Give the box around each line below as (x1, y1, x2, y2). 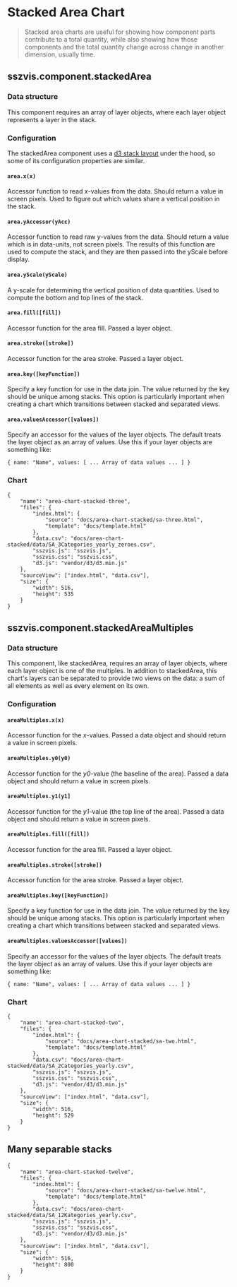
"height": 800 (32, 1261, 74, 1268)
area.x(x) (7, 172, 37, 180)
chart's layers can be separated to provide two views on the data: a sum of (7, 674, 225, 682)
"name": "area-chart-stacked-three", (20, 497, 131, 505)
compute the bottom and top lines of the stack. (7, 293, 144, 302)
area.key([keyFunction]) (7, 370, 80, 378)
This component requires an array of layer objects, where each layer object (7, 107, 226, 117)
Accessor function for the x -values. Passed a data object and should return (7, 731, 226, 740)
